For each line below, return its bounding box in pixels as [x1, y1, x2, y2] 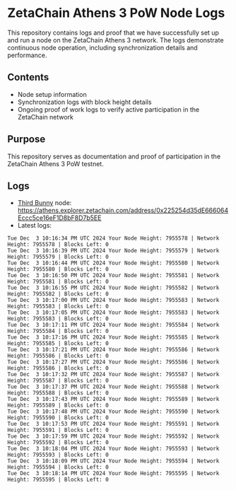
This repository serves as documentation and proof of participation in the [7, 152, 221, 161]
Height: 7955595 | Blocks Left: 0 [7, 476, 110, 484]
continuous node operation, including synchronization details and [7, 43, 198, 52]
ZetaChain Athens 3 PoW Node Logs [7, 5, 225, 21]
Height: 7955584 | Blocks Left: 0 [7, 327, 110, 335]
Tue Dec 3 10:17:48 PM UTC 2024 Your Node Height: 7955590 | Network [7, 408, 220, 415]
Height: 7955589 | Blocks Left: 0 [7, 402, 110, 409]
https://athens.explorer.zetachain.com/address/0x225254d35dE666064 [17, 206, 228, 215]
